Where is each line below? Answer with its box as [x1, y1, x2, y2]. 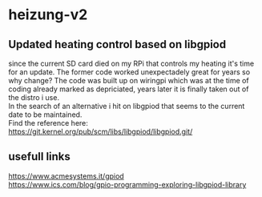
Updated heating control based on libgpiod [8, 38, 227, 51]
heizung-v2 [8, 6, 88, 24]
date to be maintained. [8, 110, 83, 119]
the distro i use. [8, 93, 60, 102]
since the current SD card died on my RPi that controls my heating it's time [8, 58, 255, 68]
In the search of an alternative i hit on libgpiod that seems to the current [8, 102, 245, 111]
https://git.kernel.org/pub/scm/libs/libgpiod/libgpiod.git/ [8, 127, 193, 136]
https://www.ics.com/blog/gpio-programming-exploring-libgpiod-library [8, 179, 247, 189]
